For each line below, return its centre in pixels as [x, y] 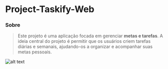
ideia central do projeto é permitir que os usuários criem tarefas [84, 41]
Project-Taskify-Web [50, 9]
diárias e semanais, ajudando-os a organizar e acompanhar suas [85, 47]
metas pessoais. [35, 52]
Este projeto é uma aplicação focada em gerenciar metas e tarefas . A [90, 36]
